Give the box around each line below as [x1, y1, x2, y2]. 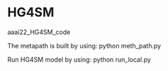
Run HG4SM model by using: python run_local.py [7, 55, 151, 64]
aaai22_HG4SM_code [7, 28, 71, 36]
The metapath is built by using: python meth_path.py [7, 41, 162, 50]
